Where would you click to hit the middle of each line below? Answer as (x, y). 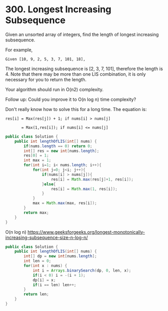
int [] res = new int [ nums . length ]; (62, 151)
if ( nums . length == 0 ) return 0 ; (58, 146)
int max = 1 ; (38, 160)
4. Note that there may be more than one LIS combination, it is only (76, 74)
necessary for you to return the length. (46, 79)
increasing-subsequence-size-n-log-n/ (47, 237)
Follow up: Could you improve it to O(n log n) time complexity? (71, 99)
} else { (49, 184)
